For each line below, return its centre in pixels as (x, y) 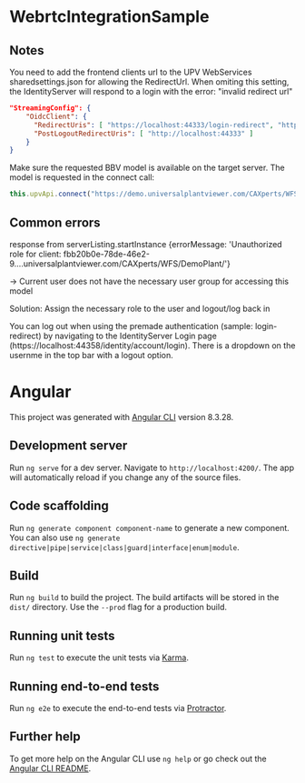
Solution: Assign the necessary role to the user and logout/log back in (140, 308)
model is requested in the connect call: (82, 177)
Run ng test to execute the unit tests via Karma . (99, 658)
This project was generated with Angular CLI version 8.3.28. (122, 417)
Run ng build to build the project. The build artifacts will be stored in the (144, 597)
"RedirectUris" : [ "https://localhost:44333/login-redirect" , (153, 125)
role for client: (35, 254)
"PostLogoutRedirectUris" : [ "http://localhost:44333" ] (143, 134)
